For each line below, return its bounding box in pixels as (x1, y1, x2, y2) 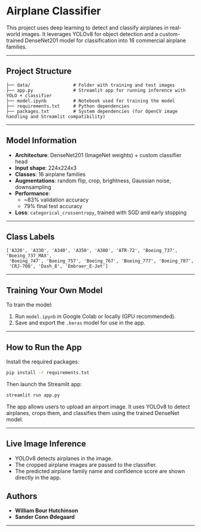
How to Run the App (6, 342, 82, 352)
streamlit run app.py (6, 392, 60, 398)
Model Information (6, 136, 77, 146)
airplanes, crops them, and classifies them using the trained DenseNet (6, 409, 179, 416)
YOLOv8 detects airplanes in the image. (14, 455, 113, 462)
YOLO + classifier (6, 92, 52, 98)
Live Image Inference (6, 439, 87, 449)
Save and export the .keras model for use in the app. (14, 319, 145, 326)
